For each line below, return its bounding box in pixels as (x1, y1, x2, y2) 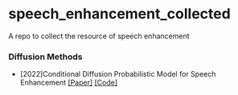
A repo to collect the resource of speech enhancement (8, 31, 190, 41)
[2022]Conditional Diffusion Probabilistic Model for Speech (19, 69, 216, 79)
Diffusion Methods (8, 51, 83, 62)
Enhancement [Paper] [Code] (19, 77, 118, 88)
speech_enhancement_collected (8, 5, 231, 23)
